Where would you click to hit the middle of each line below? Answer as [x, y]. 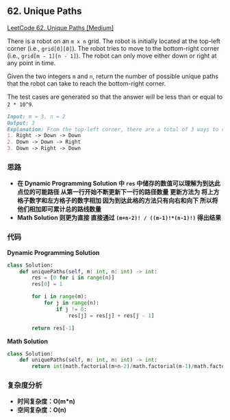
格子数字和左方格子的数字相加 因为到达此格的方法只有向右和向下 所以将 [117, 201]
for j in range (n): [71, 303]
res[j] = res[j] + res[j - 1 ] [111, 316]
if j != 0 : [72, 309]
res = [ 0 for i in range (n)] [73, 278]
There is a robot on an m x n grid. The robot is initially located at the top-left [114, 41]
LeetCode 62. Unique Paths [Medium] [61, 27]
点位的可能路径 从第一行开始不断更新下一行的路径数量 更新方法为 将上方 [118, 192]
